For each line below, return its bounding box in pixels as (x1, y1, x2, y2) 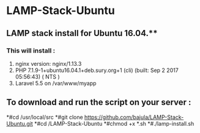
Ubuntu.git (6, 120, 33, 127)
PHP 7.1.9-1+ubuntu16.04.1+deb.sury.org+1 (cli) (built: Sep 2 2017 (15, 66, 179, 74)
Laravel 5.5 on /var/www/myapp (15, 79, 97, 87)
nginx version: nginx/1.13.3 (15, 60, 82, 67)
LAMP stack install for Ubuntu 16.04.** (6, 28, 158, 38)
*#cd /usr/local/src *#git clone (6, 113, 84, 121)
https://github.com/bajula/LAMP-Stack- (84, 113, 184, 121)
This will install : (6, 46, 56, 55)
